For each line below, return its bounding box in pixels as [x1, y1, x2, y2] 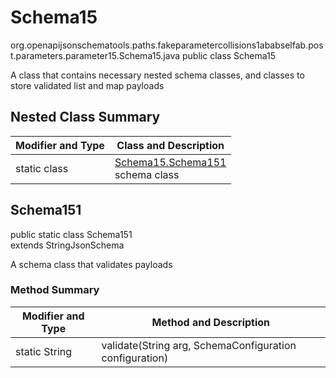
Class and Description [116, 138, 225, 152]
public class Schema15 [181, 49, 277, 61]
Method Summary [10, 283, 100, 297]
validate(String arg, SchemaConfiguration [101, 338, 297, 352]
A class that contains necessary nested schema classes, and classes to [10, 69, 305, 81]
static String [15, 344, 73, 358]
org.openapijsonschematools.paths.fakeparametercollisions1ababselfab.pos [10, 39, 324, 51]
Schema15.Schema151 [114, 155, 227, 169]
